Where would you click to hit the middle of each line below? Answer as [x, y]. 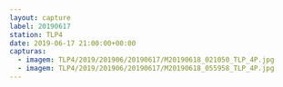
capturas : [28, 52]
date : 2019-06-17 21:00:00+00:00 [73, 43]
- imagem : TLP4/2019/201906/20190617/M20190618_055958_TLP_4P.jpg [146, 69]
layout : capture [40, 18]
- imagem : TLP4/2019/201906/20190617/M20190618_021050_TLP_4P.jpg [146, 60]
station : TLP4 [36, 34]
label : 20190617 [40, 26]
